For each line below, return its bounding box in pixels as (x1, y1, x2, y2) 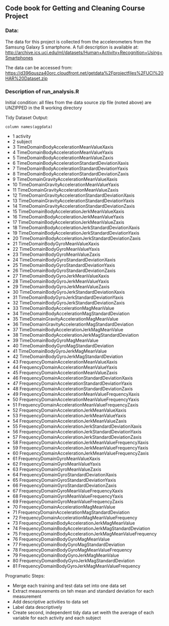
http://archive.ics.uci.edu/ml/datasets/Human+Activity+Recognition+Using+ (5, 49, 162, 55)
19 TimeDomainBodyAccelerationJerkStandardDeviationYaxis (12, 230, 140, 236)
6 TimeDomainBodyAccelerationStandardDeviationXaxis (12, 160, 129, 166)
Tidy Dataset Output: (5, 114, 49, 120)
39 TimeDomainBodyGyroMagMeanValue (12, 337, 99, 343)
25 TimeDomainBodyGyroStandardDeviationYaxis (12, 262, 115, 268)
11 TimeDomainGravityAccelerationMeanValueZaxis (12, 187, 119, 193)
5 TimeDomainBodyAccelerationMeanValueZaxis (12, 154, 114, 161)
